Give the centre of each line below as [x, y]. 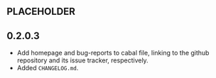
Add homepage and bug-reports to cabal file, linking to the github [113, 53]
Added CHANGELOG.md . [48, 68]
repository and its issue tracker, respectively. [82, 60]
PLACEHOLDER [41, 12]
